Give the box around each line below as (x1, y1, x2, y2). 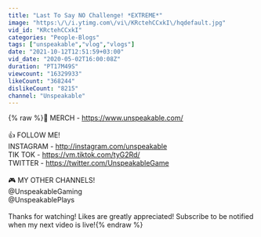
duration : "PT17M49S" (8, 63, 79, 71)
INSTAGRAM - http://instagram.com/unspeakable (8, 142, 168, 151)
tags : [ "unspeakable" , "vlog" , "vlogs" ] (8, 41, 135, 49)
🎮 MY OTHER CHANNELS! (8, 176, 96, 185)
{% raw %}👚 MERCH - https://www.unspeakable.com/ (8, 113, 184, 122)
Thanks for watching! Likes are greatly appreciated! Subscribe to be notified (8, 212, 254, 221)
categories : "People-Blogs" (8, 33, 100, 42)
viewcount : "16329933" (8, 70, 82, 78)
